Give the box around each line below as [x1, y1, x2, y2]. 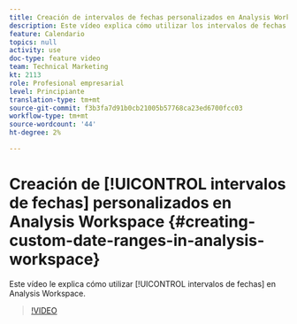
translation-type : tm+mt [9, 95, 101, 104]
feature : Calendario [9, 29, 86, 38]
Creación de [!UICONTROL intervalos [9, 174, 286, 195]
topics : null [9, 37, 57, 47]
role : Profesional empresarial [9, 79, 125, 88]
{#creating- [167, 212, 256, 232]
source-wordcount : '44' [9, 120, 97, 129]
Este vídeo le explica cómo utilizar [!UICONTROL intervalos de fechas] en [9, 278, 277, 289]
